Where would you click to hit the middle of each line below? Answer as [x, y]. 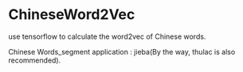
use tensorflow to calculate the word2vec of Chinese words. [107, 36]
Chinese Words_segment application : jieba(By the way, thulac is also [122, 51]
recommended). [35, 60]
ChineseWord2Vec [72, 15]
